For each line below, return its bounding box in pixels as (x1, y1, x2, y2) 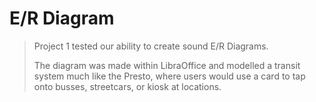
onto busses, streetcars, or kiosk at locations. (33, 80, 222, 92)
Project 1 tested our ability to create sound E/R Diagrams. (33, 40, 269, 52)
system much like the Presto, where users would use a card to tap (33, 70, 306, 82)
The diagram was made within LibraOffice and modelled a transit (33, 59, 301, 71)
